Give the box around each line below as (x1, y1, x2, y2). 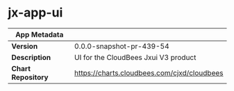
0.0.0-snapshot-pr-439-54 (74, 41, 169, 51)
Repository (11, 72, 49, 82)
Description (11, 52, 51, 62)
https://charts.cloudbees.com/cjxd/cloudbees (74, 68, 224, 77)
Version (11, 41, 38, 51)
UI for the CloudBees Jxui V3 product (74, 52, 197, 62)
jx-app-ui (8, 5, 63, 21)
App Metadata (15, 30, 64, 39)
